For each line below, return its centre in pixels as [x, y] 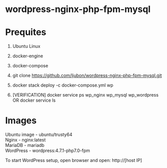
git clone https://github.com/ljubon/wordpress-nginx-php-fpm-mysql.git [87, 75]
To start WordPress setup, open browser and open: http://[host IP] [74, 160]
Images [21, 120]
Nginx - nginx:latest [26, 140]
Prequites [26, 32]
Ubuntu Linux [26, 46]
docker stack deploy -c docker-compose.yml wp [63, 85]
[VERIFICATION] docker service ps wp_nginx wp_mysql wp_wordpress [86, 95]
